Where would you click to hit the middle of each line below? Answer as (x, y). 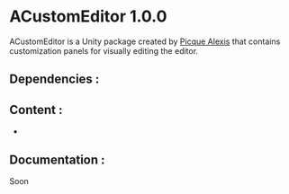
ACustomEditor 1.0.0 (88, 17)
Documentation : (57, 159)
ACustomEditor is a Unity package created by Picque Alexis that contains (145, 41)
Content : (36, 110)
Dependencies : (54, 79)
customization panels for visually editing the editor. (104, 50)
